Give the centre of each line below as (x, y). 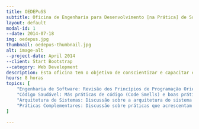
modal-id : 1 (21, 28)
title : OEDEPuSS (26, 12)
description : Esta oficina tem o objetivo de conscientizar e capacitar (98, 73)
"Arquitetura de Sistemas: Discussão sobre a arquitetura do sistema (105, 100)
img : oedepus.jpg (28, 39)
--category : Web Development (42, 67)
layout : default (26, 23)
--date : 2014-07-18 (30, 34)
